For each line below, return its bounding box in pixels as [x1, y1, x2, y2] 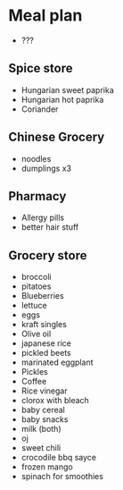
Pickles [20, 367, 48, 377]
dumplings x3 [20, 163, 72, 173]
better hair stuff [20, 222, 79, 232]
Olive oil [20, 328, 52, 340]
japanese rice [20, 338, 72, 349]
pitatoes [20, 281, 52, 291]
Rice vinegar [20, 385, 68, 396]
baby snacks [20, 414, 69, 425]
